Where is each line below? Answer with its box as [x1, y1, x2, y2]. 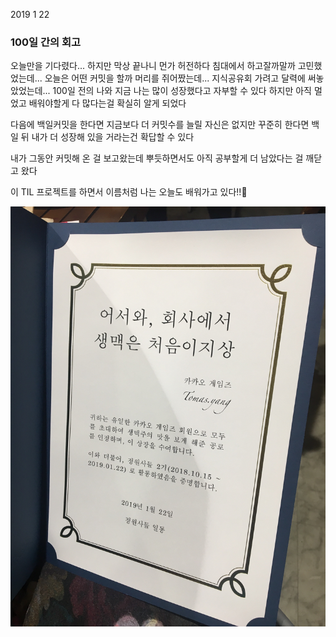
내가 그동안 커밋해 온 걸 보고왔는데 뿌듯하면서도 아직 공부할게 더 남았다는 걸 [10, 152, 304, 164]
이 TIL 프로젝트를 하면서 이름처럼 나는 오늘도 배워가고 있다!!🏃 [10, 186, 248, 198]
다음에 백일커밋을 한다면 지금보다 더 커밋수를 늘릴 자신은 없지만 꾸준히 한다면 [10, 119, 310, 131]
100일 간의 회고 [10, 35, 82, 49]
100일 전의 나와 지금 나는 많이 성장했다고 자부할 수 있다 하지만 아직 [52, 85, 312, 97]
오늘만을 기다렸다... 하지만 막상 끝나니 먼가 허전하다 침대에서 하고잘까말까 [10, 60, 296, 72]
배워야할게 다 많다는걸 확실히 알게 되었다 [28, 97, 187, 109]
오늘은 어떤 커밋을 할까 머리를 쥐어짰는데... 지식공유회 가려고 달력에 [44, 72, 306, 84]
